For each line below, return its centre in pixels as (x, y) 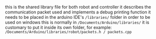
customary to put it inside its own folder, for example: (58, 27)
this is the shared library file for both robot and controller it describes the (78, 7)
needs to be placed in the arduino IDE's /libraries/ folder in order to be (78, 17)
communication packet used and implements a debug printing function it (78, 12)
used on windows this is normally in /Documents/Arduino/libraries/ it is (77, 22)
